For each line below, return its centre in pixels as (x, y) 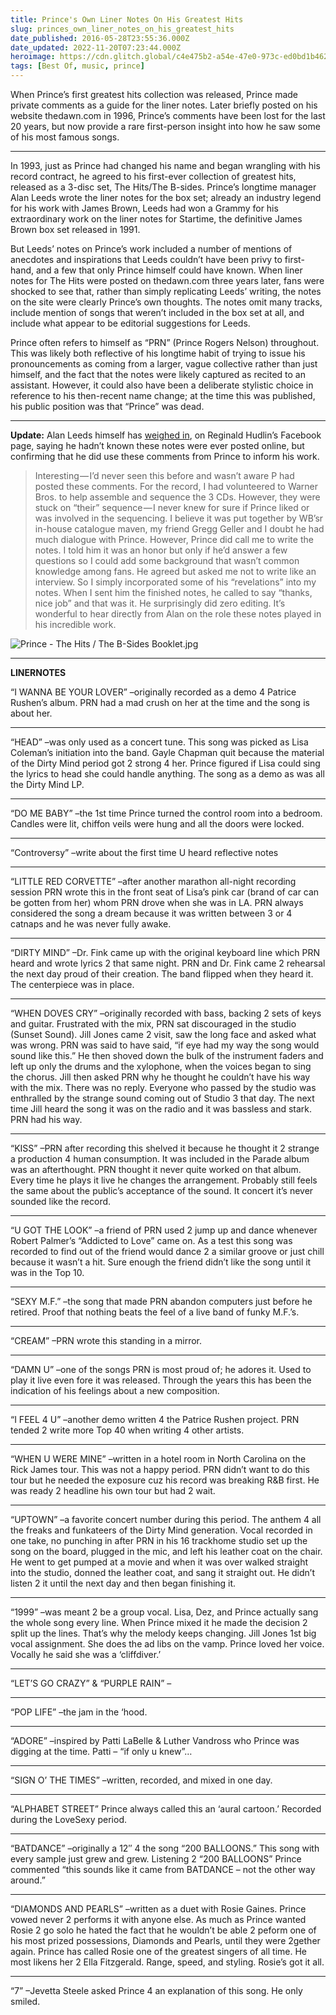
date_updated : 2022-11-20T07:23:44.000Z (96, 47)
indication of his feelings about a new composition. (115, 1390)
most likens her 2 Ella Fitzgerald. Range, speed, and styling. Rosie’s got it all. (167, 1962)
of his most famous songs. (65, 137)
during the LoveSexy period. (69, 1819)
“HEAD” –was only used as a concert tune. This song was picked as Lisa (159, 742)
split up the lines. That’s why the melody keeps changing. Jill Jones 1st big (163, 1633)
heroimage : (33, 57)
